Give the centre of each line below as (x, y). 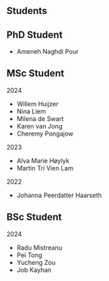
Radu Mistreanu (39, 247)
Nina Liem (31, 111)
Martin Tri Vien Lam (45, 168)
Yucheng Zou (36, 262)
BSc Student (34, 217)
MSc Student (35, 74)
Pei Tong (29, 255)
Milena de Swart (40, 118)
